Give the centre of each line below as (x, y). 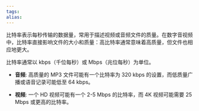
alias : (14, 17)
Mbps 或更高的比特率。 (43, 102)
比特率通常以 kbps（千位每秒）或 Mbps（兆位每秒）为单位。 (80, 62)
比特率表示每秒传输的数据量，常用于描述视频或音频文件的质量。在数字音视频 (99, 35)
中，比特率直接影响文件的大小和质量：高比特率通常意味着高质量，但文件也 (97, 42)
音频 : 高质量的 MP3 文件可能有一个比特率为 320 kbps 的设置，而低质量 (101, 74)
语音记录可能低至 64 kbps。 (59, 82)
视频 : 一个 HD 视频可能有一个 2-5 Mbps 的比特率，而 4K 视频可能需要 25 (103, 94)
